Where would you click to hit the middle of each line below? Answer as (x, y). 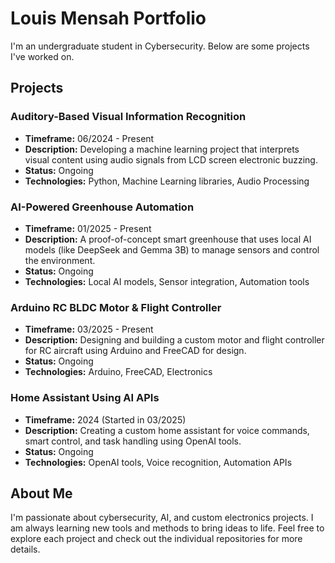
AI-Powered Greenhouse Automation (102, 207)
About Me (41, 493)
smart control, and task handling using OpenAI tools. (133, 441)
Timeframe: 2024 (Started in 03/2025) (105, 419)
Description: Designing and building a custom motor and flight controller (174, 340)
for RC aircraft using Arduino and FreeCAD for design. (135, 351)
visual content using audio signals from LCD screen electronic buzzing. (171, 159)
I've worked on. (42, 56)
